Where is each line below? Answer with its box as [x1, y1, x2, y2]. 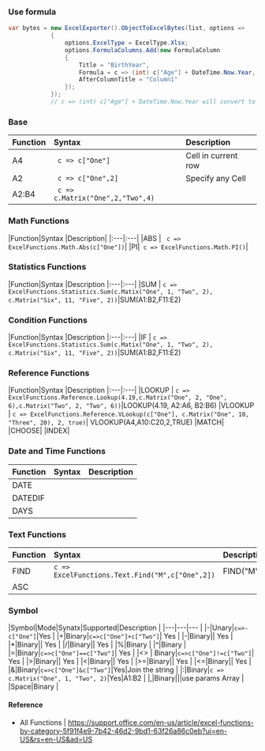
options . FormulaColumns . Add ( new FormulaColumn [64, 46, 221, 54]
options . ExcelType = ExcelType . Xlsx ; [64, 39, 189, 47]
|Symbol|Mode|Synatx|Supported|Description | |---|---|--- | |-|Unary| [8, 623, 235, 632]
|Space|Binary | [8, 682, 59, 692]
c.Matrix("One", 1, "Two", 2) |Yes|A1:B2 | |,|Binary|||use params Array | [8, 674, 244, 683]
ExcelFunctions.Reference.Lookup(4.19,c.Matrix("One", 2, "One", [8, 394, 227, 402]
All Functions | [19, 718, 67, 727]
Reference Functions [8, 368, 90, 379]
